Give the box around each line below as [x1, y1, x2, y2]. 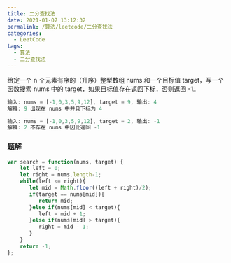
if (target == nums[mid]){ [29, 190, 105, 198]
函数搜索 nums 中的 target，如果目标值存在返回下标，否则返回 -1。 [7, 85, 199, 93]
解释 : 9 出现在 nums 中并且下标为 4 [7, 105, 103, 112]
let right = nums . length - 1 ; [20, 171, 101, 178]
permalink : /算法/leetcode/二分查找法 [7, 23, 113, 30]
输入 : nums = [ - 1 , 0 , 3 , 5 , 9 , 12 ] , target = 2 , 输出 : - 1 [7, 118, 160, 125]
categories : [7, 29, 42, 37]
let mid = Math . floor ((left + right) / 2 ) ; [29, 185, 152, 192]
